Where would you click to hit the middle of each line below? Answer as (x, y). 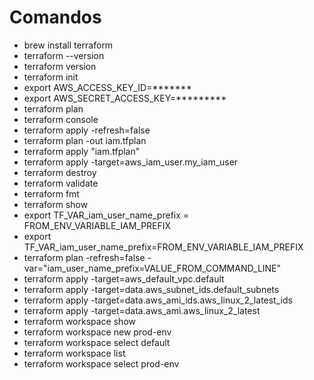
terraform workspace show (79, 321)
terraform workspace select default (97, 342)
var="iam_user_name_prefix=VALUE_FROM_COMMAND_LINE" (152, 268)
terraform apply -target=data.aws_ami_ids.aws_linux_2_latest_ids (158, 300)
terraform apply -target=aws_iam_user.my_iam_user (131, 162)
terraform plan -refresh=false (84, 257)
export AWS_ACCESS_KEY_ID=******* (107, 87)
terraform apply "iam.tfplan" (82, 151)
